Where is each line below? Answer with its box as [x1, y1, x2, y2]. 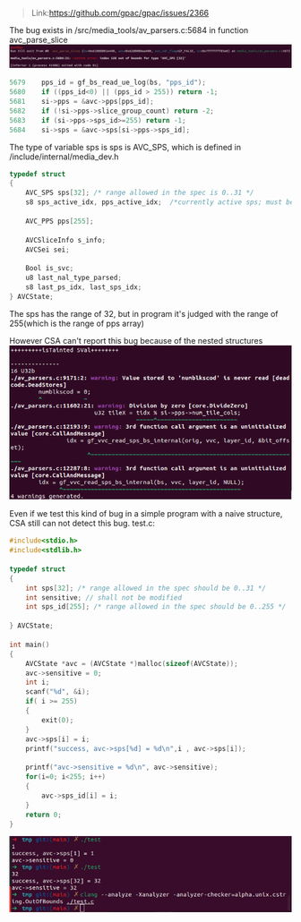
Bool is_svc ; [25, 264, 74, 273]
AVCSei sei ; [25, 245, 70, 254]
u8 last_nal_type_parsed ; [25, 273, 123, 283]
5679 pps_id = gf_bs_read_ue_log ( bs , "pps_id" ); [9, 78, 206, 88]
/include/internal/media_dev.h [9, 151, 119, 162]
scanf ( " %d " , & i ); [25, 687, 90, 696]
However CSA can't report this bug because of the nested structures [9, 335, 263, 346]
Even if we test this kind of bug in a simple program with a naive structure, [9, 508, 283, 519]
